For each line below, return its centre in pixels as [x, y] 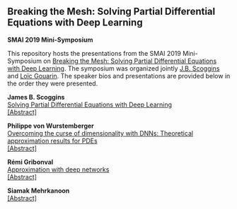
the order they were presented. [53, 83]
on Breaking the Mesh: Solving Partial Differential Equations [130, 61]
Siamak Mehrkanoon [39, 191]
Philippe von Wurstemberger [51, 126]
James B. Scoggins [36, 97]
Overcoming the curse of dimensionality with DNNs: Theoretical [100, 133]
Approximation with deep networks [58, 169]
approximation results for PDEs [52, 141]
